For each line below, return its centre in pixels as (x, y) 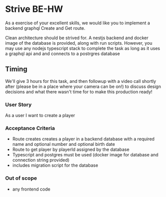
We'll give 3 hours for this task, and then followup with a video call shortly (81, 81)
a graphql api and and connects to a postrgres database (63, 54)
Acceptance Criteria (30, 128)
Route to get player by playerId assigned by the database (71, 149)
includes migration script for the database (55, 165)
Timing (16, 69)
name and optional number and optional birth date (64, 144)
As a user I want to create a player (40, 116)
